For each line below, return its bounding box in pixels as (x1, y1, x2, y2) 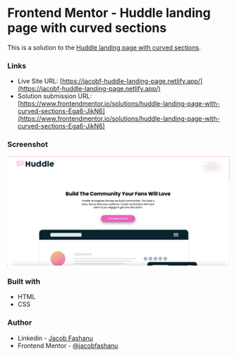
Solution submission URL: (17, 92, 92, 100)
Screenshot (7, 140, 48, 150)
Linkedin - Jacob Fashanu (17, 334, 94, 342)
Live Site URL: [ (17, 77, 63, 85)
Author (7, 317, 32, 327)
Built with (7, 277, 41, 286)
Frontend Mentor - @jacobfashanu (17, 341, 119, 350)
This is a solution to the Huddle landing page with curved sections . (7, 43, 201, 52)
